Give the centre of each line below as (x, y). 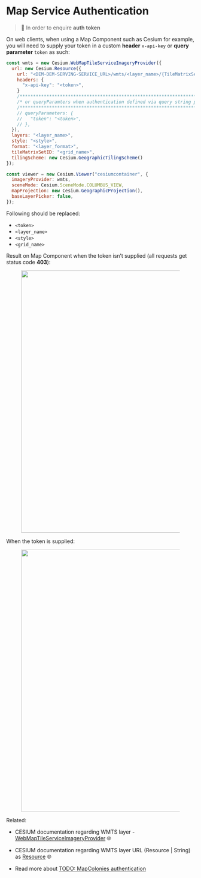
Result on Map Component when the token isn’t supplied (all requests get (97, 255)
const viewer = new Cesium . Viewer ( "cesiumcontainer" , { (77, 174)
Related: (16, 820)
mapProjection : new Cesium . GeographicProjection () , (77, 191)
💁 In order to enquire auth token (60, 28)
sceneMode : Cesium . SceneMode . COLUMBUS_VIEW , (68, 185)
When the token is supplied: (41, 541)
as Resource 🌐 (33, 856)
